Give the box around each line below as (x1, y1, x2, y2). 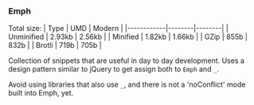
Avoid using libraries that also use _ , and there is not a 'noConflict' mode (8, 80, 246, 89)
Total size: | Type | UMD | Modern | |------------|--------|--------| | (8, 24, 229, 33)
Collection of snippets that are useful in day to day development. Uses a (8, 56, 245, 65)
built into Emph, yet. (8, 88, 74, 98)
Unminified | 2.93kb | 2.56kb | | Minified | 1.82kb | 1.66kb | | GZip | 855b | (8, 32, 248, 41)
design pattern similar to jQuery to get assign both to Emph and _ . (8, 64, 220, 74)
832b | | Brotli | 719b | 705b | (8, 41, 102, 50)
